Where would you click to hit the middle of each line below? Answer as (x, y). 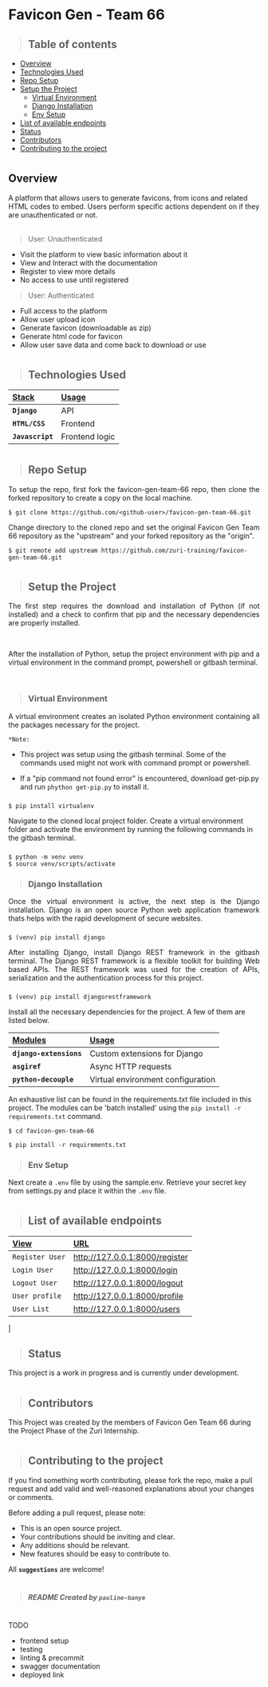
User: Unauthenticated (65, 238)
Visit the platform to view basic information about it (104, 254)
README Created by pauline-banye (87, 1597)
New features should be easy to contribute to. (95, 1553)
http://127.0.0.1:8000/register (131, 1257)
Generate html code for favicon (71, 336)
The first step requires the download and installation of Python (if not (134, 606)
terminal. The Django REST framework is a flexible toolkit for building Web (134, 961)
